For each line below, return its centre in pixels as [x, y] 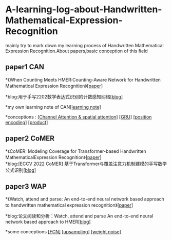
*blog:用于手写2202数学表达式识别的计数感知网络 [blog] [64, 96]
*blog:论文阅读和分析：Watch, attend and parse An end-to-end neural [79, 216]
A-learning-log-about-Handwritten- [84, 9]
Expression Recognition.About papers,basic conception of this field [77, 51]
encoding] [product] [27, 122]
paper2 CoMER [30, 139]
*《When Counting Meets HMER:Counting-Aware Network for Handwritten [83, 79]
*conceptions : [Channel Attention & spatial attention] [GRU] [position [79, 117]
